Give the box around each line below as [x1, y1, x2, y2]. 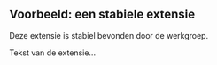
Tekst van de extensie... [9, 47, 96, 58]
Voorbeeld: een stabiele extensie [9, 7, 196, 22]
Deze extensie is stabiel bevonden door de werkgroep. [9, 30, 209, 40]
